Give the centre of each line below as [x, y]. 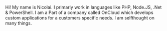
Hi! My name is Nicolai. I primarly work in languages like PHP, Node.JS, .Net [83, 7]
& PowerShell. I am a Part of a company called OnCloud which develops [79, 12]
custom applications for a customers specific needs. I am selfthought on [80, 18]
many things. [19, 23]
